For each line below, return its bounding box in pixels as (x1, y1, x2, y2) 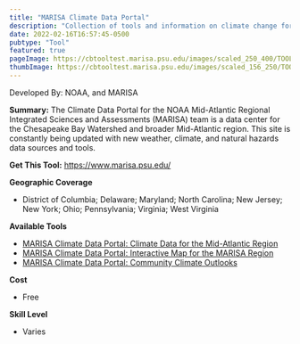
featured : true (9, 46, 66, 55)
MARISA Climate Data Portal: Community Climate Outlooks (21, 257, 238, 267)
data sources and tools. (9, 142, 96, 152)
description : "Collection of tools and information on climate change (9, 21, 278, 30)
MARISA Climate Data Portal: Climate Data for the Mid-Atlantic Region (21, 238, 279, 249)
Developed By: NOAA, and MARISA (9, 86, 138, 98)
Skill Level (9, 308, 48, 319)
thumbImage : (9, 63, 54, 72)
